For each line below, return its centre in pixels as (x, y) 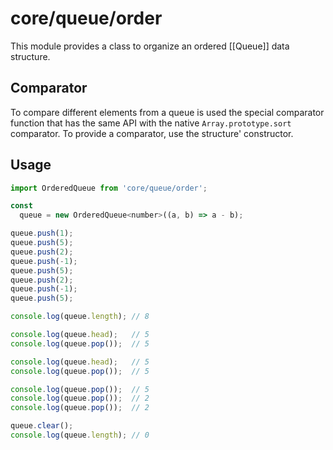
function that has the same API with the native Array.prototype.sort (151, 123)
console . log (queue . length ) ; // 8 (80, 317)
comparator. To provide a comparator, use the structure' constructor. (152, 133)
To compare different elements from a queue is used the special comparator (167, 112)
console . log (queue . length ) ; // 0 (80, 435)
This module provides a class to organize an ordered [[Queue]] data (150, 46)
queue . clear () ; (42, 426)
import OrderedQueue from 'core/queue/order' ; (109, 188)
